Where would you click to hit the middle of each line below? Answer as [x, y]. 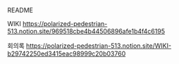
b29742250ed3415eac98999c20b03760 [67, 53]
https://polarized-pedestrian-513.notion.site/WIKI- [98, 46]
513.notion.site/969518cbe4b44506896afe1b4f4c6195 [86, 31]
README [20, 10]
